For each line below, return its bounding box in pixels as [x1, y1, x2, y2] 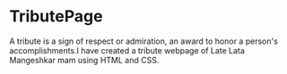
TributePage [9, 6, 103, 27]
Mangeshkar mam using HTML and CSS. [9, 54, 160, 65]
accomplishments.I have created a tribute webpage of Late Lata [9, 45, 245, 55]
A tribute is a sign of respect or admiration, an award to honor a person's [9, 36, 278, 46]
